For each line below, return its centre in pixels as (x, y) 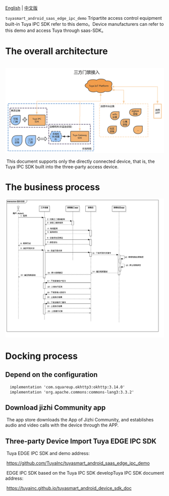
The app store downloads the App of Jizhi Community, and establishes (80, 420)
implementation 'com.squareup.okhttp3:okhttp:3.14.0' (67, 387)
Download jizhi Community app (55, 408)
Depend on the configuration (51, 375)
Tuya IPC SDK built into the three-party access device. (62, 167)
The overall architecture (57, 51)
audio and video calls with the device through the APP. (62, 425)
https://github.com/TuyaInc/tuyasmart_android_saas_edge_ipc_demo (78, 463)
